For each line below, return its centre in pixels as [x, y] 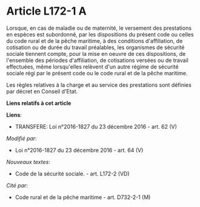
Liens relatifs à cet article [39, 103]
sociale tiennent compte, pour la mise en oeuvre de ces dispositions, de [96, 53]
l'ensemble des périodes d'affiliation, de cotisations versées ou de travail [98, 60]
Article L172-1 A [46, 11]
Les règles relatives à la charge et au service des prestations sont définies [99, 85]
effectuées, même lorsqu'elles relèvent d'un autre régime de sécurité [92, 66]
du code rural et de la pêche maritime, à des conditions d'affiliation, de [95, 41]
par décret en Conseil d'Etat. [42, 91]
